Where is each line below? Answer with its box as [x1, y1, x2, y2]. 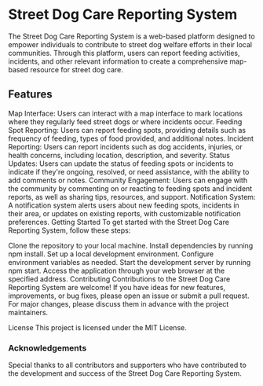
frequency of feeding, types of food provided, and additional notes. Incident [8, 134, 254, 143]
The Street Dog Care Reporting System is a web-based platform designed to [8, 31, 255, 41]
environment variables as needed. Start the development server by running [8, 257, 251, 267]
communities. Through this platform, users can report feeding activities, [8, 48, 241, 57]
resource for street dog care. [30, 64, 123, 74]
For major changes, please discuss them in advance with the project [8, 299, 229, 308]
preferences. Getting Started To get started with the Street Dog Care [8, 217, 230, 226]
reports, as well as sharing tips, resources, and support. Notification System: [8, 192, 256, 201]
